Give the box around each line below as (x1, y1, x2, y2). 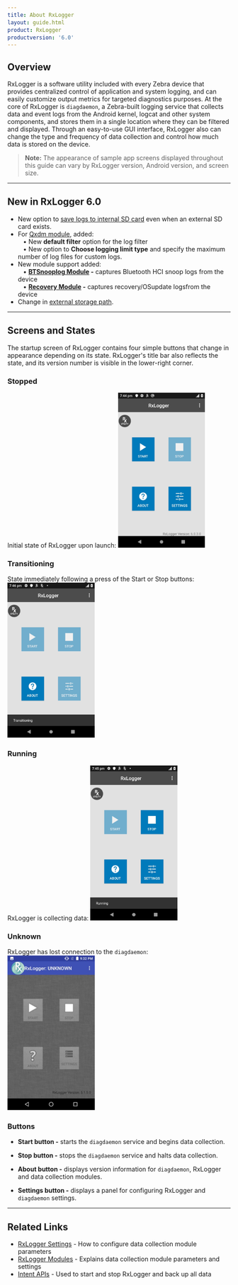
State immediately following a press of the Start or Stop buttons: (7, 574, 195, 584)
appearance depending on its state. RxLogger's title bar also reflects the (7, 351, 219, 359)
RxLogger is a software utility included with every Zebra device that (7, 80, 205, 89)
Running (7, 749, 38, 759)
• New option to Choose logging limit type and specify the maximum (23, 244, 225, 253)
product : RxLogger (7, 26, 62, 33)
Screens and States (7, 324, 96, 336)
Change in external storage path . (17, 298, 114, 306)
